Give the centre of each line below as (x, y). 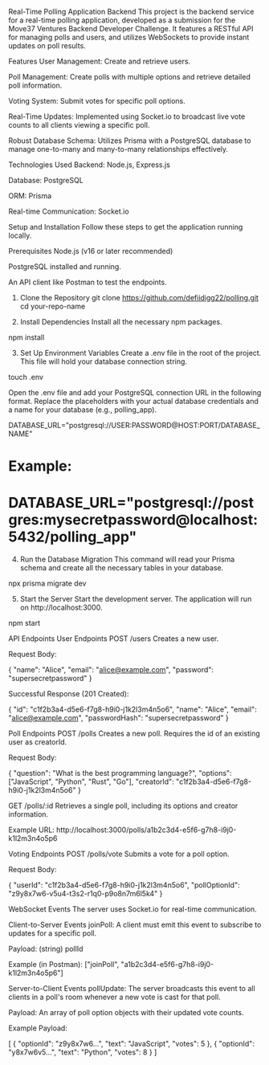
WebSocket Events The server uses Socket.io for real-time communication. (132, 909)
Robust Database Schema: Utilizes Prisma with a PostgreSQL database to (130, 141)
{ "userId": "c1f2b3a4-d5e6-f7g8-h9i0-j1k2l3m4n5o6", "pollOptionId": (124, 885)
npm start (24, 623)
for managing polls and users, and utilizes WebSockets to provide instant (129, 37)
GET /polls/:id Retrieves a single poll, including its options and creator (123, 806)
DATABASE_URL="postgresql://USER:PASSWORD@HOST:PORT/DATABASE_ (134, 425)
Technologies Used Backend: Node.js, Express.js (90, 165)
